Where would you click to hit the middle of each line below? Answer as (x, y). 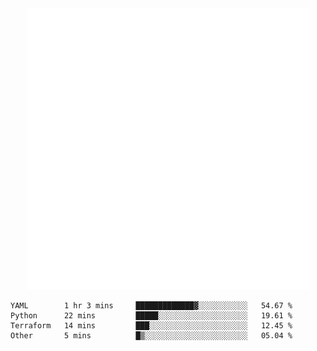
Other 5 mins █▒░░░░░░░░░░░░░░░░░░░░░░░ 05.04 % (151, 336)
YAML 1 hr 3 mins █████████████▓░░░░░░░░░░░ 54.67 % (151, 306)
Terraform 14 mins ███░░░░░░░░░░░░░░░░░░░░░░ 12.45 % (151, 326)
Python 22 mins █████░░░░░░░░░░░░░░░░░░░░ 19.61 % (151, 316)
